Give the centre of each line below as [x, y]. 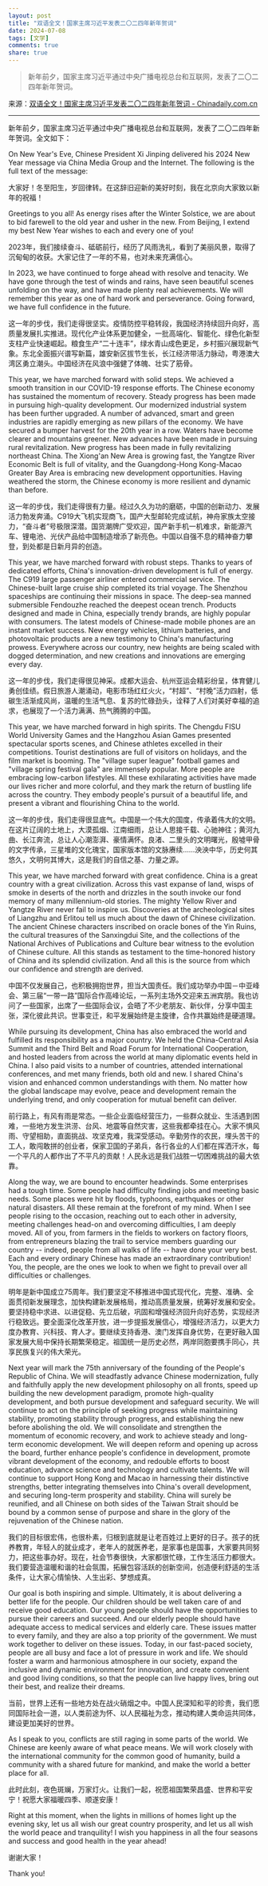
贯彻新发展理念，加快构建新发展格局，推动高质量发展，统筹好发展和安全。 [137, 1302]
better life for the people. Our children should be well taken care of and [125, 1601]
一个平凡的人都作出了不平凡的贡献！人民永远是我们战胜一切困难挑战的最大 [130, 1156]
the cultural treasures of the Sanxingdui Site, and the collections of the [124, 935]
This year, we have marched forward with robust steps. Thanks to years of [130, 562]
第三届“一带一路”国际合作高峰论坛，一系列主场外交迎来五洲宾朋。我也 [137, 995]
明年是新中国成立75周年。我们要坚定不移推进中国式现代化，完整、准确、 [128, 1292]
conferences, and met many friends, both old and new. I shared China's [126, 1074]
